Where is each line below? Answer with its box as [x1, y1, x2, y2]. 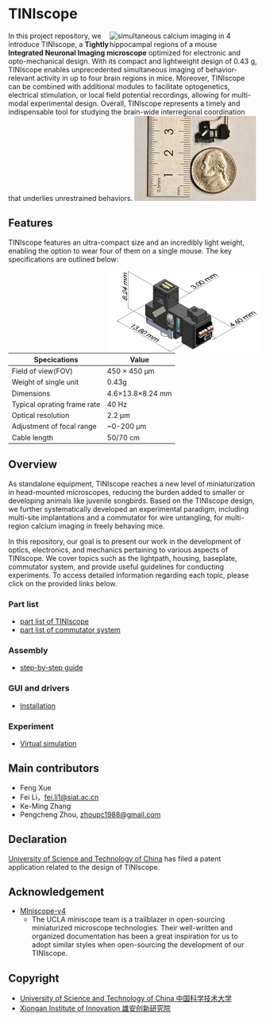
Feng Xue [19, 783, 52, 792]
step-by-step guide [19, 663, 83, 672]
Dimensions [11, 389, 51, 398]
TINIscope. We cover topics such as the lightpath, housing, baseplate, [8, 553, 237, 563]
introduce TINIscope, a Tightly [8, 39, 110, 48]
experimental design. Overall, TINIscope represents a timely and [30, 99, 241, 108]
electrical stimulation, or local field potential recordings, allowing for [8, 90, 230, 99]
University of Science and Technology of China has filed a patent [8, 853, 222, 863]
